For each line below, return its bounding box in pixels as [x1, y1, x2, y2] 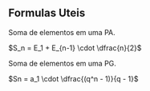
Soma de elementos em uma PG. [8, 58, 116, 68]
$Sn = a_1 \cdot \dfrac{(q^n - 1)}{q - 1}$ [8, 73, 139, 83]
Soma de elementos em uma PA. [8, 27, 116, 37]
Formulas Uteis [8, 6, 86, 20]
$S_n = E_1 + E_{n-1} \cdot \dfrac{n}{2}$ [8, 43, 142, 53]
